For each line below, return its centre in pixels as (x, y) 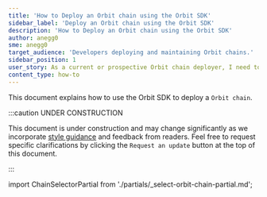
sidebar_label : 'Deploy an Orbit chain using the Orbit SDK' (112, 23)
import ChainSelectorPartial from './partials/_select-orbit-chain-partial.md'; (130, 184)
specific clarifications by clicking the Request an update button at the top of (132, 145)
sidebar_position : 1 (43, 60)
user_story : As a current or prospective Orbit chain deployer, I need (129, 68)
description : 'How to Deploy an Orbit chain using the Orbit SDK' (120, 30)
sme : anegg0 (28, 45)
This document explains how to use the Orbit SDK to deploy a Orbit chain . (130, 97)
